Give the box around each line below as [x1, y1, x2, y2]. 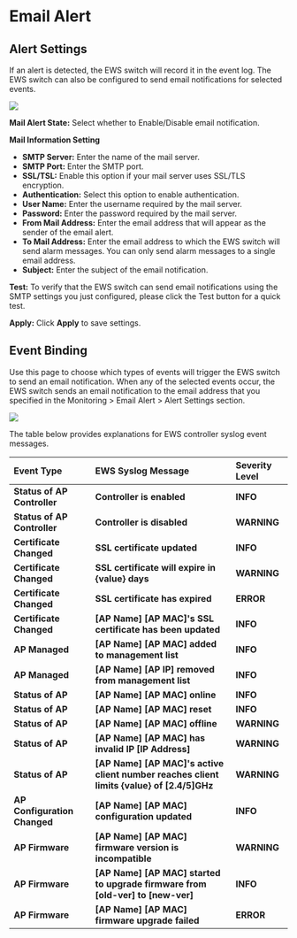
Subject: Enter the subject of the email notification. [21, 265, 209, 275]
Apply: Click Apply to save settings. [9, 318, 141, 328]
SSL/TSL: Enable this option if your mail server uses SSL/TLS [21, 171, 246, 181]
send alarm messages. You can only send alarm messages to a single [21, 246, 276, 256]
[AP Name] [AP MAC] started [95, 866, 221, 879]
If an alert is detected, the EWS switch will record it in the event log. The [9, 65, 271, 75]
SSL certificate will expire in [95, 561, 217, 573]
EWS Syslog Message [95, 465, 190, 477]
